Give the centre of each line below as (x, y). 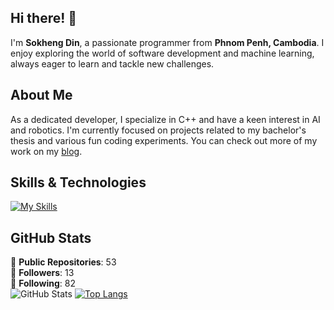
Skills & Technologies (78, 182)
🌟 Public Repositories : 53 (63, 262)
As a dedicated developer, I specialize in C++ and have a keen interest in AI (165, 119)
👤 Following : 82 (43, 283)
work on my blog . (46, 151)
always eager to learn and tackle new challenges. (112, 63)
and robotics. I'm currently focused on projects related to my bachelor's (158, 130)
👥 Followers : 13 (42, 273)
